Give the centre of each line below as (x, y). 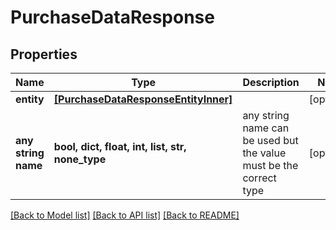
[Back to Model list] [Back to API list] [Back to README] (125, 215)
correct (259, 178)
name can (266, 128)
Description (271, 82)
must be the (270, 165)
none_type (80, 159)
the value (264, 153)
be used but (270, 140)
